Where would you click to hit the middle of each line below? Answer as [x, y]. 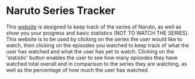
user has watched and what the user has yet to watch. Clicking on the [90, 51]
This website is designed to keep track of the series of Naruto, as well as [94, 27]
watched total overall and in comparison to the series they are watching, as [97, 64]
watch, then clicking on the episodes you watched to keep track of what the [97, 45]
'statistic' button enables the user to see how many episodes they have [92, 58]
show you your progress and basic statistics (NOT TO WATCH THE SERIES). [97, 33]
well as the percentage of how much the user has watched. [78, 70]
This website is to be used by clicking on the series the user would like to [94, 39]
